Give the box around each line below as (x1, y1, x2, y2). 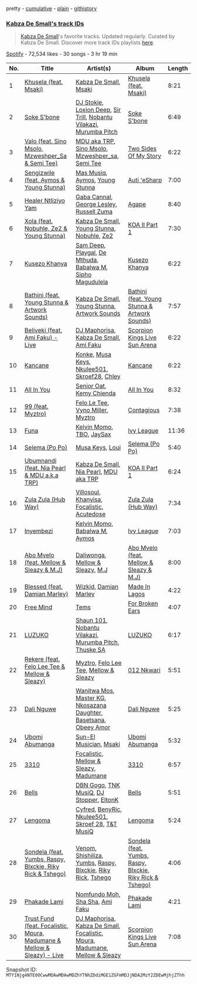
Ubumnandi (24, 457, 57, 465)
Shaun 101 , (75, 617, 108, 625)
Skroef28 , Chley (75, 372, 121, 380)
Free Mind (24, 603, 53, 611)
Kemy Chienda (75, 389, 116, 397)
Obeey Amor (75, 723, 111, 731)
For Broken (128, 600, 158, 608)
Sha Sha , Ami (75, 898, 113, 906)
